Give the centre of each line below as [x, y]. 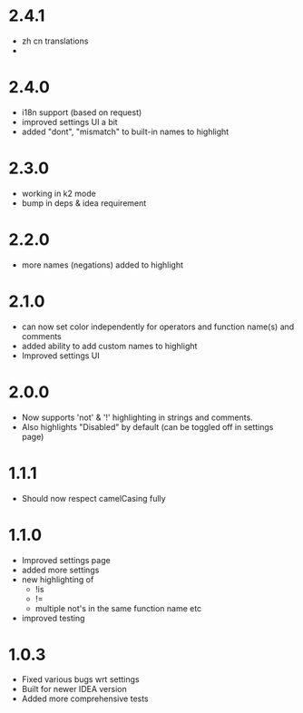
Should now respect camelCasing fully [93, 498]
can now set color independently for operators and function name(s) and [158, 327]
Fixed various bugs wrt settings [80, 679]
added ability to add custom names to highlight [109, 346]
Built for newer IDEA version [74, 689]
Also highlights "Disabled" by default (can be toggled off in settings [147, 426]
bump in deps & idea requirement [84, 203]
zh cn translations [55, 41]
